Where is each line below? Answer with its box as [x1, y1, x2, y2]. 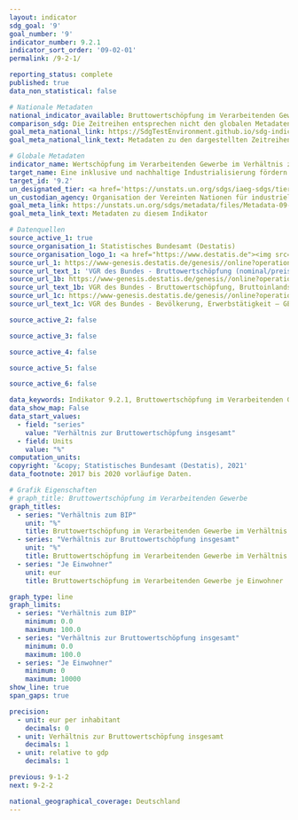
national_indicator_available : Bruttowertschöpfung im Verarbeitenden [9, 111, 276, 120]
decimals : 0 [25, 723, 69, 732]
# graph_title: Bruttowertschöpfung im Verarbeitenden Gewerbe [9, 494, 248, 503]
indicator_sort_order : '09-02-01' [9, 46, 137, 55]
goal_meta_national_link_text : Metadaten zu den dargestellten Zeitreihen [9, 136, 292, 144]
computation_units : [9, 453, 82, 462]
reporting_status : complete [9, 70, 114, 80]
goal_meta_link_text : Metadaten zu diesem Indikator [9, 209, 208, 218]
